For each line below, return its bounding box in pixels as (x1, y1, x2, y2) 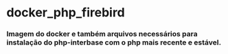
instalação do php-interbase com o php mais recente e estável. (6, 38, 221, 47)
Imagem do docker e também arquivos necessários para (6, 29, 198, 39)
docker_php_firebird (6, 5, 125, 21)
